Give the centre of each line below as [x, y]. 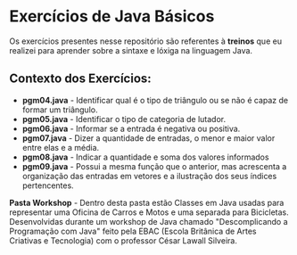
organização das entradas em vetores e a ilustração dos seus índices [149, 176]
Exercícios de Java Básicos [112, 16]
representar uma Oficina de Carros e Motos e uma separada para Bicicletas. [149, 212]
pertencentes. [48, 185]
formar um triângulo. [60, 110]
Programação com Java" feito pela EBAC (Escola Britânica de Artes [133, 231]
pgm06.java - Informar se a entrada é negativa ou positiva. [131, 128]
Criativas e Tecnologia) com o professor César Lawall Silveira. [124, 240]
